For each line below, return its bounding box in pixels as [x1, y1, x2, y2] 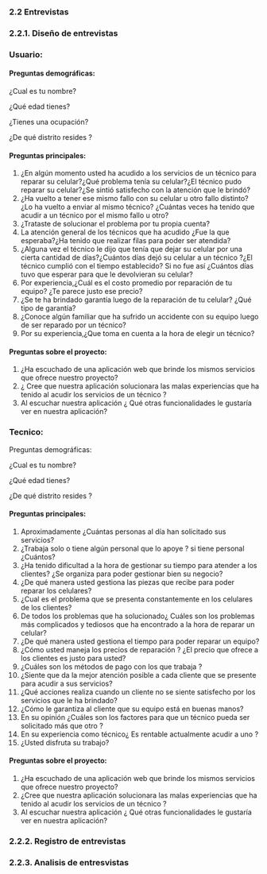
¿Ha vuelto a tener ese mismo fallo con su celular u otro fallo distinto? [20, 194, 249, 203]
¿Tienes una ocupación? [9, 117, 89, 126]
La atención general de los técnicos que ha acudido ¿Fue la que [20, 227, 230, 237]
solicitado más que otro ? [20, 721, 104, 730]
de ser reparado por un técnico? [20, 320, 126, 330]
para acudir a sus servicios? [20, 679, 114, 688]
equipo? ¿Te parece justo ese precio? [20, 287, 143, 296]
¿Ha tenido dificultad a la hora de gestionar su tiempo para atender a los [20, 560, 257, 570]
